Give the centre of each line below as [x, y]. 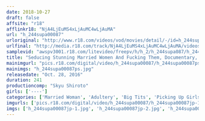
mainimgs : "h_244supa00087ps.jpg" [50, 69]
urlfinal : [19, 46]
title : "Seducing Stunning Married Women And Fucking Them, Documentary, [102, 57]
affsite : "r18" [26, 23]
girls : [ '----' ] [27, 92]
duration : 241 [24, 80]
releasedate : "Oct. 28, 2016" [45, 75]
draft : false [23, 18]
